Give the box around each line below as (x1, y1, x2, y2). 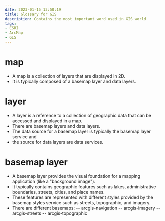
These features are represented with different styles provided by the (12, 194, 153, 200)
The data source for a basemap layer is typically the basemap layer (12, 128, 151, 134)
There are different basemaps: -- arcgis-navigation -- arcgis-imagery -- (12, 205, 161, 211)
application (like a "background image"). (12, 178, 96, 184)
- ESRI (5, 26, 19, 31)
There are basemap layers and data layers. (12, 123, 101, 129)
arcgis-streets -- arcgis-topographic (12, 210, 87, 216)
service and (12, 133, 37, 140)
